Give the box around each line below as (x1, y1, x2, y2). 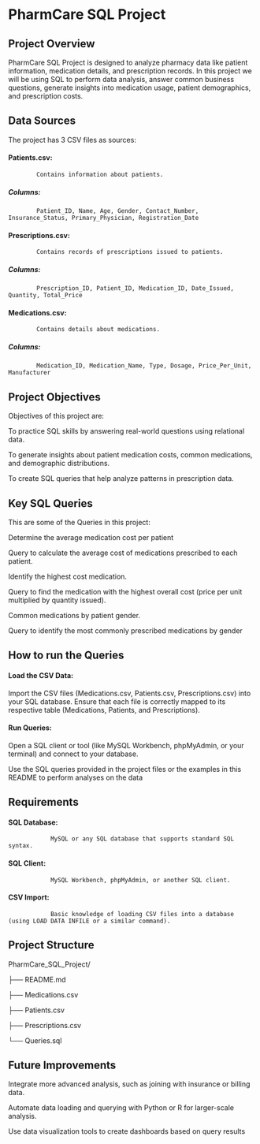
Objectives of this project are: (8, 412, 105, 421)
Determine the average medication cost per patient (8, 532, 174, 542)
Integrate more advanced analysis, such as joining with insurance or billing (8, 1079, 251, 1089)
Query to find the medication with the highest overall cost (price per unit (8, 587, 243, 596)
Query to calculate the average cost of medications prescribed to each (8, 548, 238, 557)
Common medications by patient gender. (8, 610, 140, 620)
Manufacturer (8, 369, 51, 377)
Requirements (8, 796, 79, 809)
